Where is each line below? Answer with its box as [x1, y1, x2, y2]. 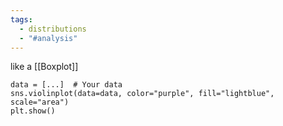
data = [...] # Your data [10, 80, 123, 90]
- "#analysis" [19, 33, 78, 43]
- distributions [19, 24, 87, 34]
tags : [10, 14, 33, 25]
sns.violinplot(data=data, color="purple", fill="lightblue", [10, 89, 275, 99]
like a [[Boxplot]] [10, 61, 79, 73]
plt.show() [10, 106, 56, 116]
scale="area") [10, 97, 70, 108]
